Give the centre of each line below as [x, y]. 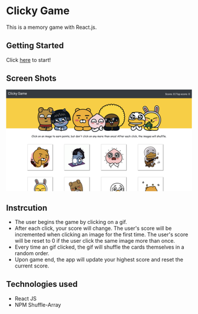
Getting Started [35, 46]
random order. [32, 253]
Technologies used [42, 284]
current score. [32, 266]
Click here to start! [29, 60]
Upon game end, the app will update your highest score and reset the [99, 259]
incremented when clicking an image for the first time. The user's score [101, 234]
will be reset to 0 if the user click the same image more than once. [95, 240]
